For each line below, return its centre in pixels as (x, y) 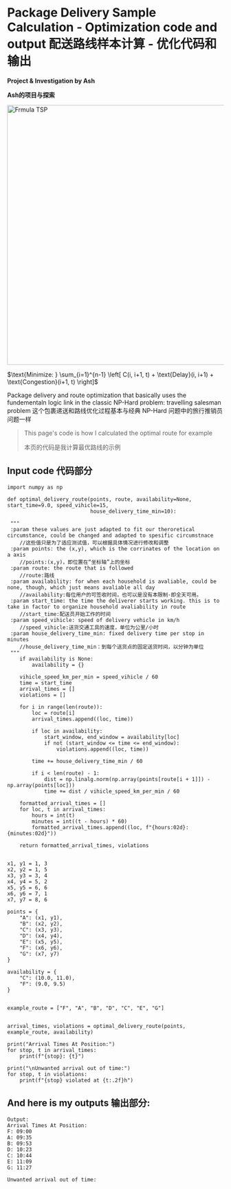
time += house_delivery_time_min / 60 (87, 761)
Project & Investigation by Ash (51, 81)
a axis (16, 555)
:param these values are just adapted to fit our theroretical (102, 529)
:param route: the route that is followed (72, 568)
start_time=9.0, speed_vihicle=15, (58, 505)
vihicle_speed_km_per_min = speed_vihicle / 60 (89, 677)
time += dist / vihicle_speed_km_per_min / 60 (112, 791)
